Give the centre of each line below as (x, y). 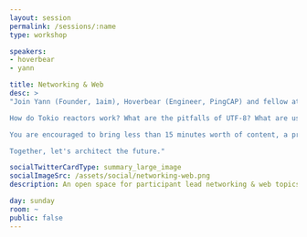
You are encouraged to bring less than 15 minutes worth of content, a (148, 134)
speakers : (28, 51)
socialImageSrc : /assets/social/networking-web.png (110, 176)
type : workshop (38, 35)
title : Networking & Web (57, 85)
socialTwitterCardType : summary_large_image (95, 168)
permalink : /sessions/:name (63, 26)
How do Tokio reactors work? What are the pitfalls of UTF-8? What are (148, 118)
